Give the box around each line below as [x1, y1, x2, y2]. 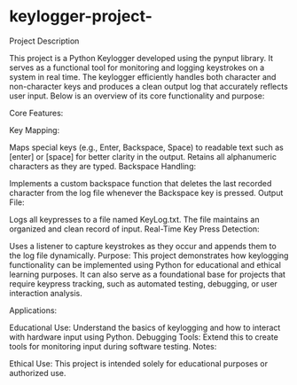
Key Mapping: [9, 124, 60, 135]
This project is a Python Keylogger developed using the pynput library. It [9, 52, 273, 63]
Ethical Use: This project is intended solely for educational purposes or [9, 357, 269, 369]
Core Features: [9, 107, 64, 118]
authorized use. [9, 367, 66, 378]
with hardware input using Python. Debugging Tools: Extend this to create [9, 331, 279, 342]
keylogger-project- [9, 6, 153, 27]
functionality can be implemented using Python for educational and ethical [9, 259, 282, 270]
